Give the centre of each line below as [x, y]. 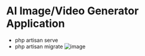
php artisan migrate [39, 46]
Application [36, 24]
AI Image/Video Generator [72, 11]
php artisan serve [36, 40]
